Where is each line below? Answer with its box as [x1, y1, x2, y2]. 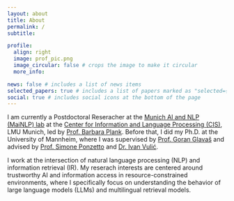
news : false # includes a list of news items [7, 81, 141, 88]
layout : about [7, 10, 49, 17]
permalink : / [7, 23, 45, 30]
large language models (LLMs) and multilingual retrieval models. [7, 186, 192, 194]
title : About [7, 17, 45, 24]
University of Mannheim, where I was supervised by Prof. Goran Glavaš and [7, 135, 224, 144]
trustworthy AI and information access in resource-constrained [7, 171, 188, 179]
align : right [13, 49, 52, 56]
